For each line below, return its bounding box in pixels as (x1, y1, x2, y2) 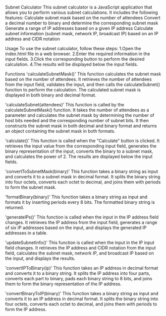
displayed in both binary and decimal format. (5, 92, 97, 98)
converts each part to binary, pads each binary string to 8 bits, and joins (5, 276, 153, 281)
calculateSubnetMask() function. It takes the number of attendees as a (5, 107, 150, 113)
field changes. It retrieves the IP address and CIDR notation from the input (5, 245, 156, 250)
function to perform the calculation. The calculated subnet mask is (5, 87, 141, 92)
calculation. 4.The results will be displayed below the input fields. (5, 62, 138, 67)
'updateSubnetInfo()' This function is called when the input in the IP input (5, 239, 155, 245)
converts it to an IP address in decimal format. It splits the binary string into (5, 296, 159, 302)
